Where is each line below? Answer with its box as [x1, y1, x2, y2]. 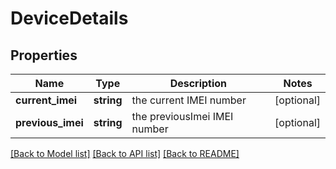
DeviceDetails [10, 7, 129, 30]
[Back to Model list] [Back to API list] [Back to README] [10, 148, 240, 159]
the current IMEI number [131, 93, 247, 107]
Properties [10, 47, 78, 64]
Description [169, 77, 228, 90]
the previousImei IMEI [131, 110, 234, 123]
